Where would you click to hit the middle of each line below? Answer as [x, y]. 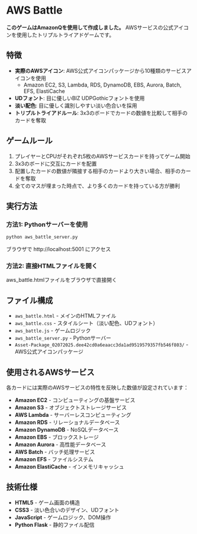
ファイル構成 [30, 300]
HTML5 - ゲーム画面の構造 [47, 502]
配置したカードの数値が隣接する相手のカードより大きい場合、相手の [98, 171]
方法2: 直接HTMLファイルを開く [52, 266]
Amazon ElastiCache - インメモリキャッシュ [69, 467]
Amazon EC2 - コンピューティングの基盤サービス [75, 400]
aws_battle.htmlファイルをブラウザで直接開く [62, 280]
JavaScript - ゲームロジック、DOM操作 [63, 517]
